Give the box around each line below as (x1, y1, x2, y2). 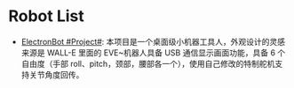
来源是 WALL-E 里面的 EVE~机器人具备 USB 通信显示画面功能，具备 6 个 (20, 47, 286, 58)
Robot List (8, 6, 85, 26)
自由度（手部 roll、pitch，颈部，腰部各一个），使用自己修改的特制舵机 (20, 58, 275, 69)
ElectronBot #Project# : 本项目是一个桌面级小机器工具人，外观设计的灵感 (20, 36, 286, 47)
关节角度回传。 (28, 69, 84, 80)
